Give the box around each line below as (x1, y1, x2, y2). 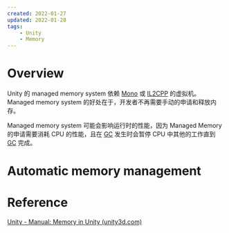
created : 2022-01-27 (7, 10, 67, 17)
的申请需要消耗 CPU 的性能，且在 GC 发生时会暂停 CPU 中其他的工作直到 (7, 130, 216, 138)
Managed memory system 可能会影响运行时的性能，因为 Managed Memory (7, 122, 223, 130)
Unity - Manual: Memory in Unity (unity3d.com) (7, 218, 143, 226)
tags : (7, 23, 23, 30)
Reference (7, 195, 68, 211)
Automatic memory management (7, 163, 202, 179)
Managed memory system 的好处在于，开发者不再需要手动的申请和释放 (7, 98, 211, 106)
